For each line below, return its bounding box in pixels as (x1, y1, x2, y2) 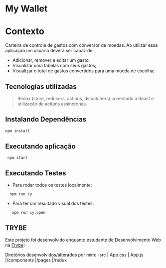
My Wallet (5, 3, 48, 14)
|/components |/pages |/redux (5, 257, 67, 263)
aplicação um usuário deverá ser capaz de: (5, 48, 94, 54)
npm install (5, 128, 30, 134)
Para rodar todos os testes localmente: (12, 182, 92, 188)
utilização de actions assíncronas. (17, 101, 87, 107)
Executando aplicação (5, 142, 76, 151)
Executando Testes (5, 169, 66, 177)
